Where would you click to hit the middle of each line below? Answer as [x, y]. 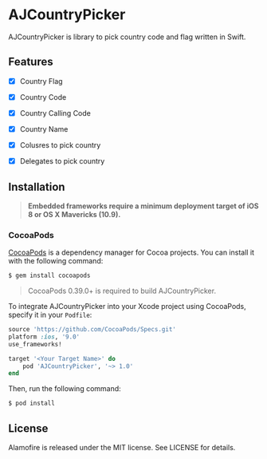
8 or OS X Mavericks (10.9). [74, 214]
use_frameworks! [35, 344]
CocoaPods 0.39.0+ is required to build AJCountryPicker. [122, 291]
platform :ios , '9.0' [44, 337]
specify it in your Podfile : [50, 315]
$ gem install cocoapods [49, 276]
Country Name [44, 129]
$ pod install [32, 404]
